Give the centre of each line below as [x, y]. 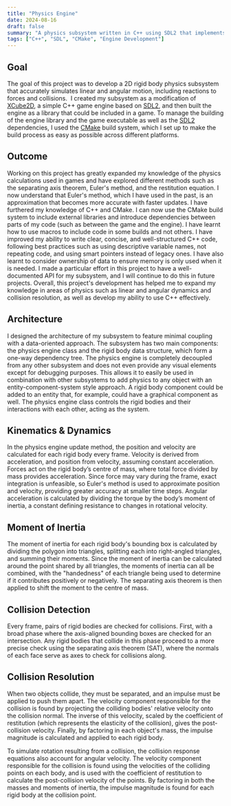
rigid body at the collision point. [52, 795]
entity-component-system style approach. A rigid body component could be [115, 387]
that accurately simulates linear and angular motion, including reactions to [112, 91]
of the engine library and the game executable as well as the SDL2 [101, 120]
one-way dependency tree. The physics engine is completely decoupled [110, 358]
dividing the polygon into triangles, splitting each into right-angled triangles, [114, 551]
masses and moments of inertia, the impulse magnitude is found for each [111, 787]
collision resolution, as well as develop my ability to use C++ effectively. [109, 298]
